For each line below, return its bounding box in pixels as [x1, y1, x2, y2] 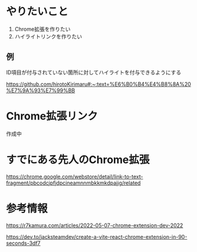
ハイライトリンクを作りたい [14, 33, 83, 40]
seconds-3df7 [6, 240, 41, 247]
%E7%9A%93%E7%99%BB [6, 86, 75, 94]
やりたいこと [6, 5, 69, 18]
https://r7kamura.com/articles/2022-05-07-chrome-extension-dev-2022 [6, 222, 183, 229]
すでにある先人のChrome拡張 [6, 153, 150, 166]
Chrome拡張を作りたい [14, 25, 71, 33]
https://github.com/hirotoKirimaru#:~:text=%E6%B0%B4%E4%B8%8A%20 [6, 80, 192, 88]
